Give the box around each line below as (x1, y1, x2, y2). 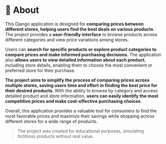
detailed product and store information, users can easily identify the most (5, 93, 159, 99)
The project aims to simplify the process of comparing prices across (5, 77, 150, 83)
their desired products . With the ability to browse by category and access (5, 87, 158, 93)
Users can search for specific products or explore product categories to (5, 46, 157, 52)
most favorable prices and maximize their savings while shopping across (5, 113, 155, 119)
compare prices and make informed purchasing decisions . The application (5, 52, 162, 58)
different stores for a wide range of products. (5, 118, 98, 124)
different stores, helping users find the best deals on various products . (5, 26, 155, 32)
